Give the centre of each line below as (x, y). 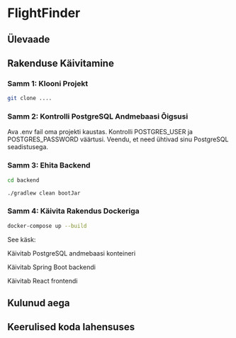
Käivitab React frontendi (43, 280)
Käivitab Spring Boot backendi (51, 267)
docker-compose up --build (47, 226)
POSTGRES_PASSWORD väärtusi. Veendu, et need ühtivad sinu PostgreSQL (118, 139)
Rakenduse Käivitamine (61, 63)
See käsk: (22, 239)
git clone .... (30, 98)
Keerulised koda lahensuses (71, 327)
